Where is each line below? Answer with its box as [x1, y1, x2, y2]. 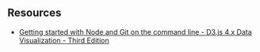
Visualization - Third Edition [18, 35, 109, 45]
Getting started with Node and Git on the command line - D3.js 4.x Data [18, 27, 253, 36]
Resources [7, 6, 62, 20]
